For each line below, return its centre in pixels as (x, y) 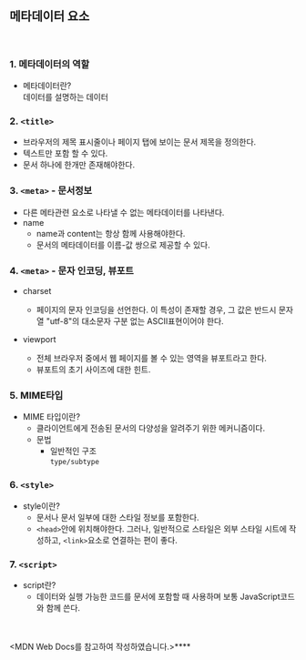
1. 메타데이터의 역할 (50, 64)
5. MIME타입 (36, 395)
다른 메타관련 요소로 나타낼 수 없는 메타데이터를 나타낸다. (123, 212)
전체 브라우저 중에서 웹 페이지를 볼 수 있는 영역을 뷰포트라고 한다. (151, 358)
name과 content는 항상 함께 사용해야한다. (111, 233)
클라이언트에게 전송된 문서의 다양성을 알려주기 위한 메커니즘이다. (151, 428)
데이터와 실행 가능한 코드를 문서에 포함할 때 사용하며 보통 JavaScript (158, 596)
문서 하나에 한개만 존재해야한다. (78, 165)
